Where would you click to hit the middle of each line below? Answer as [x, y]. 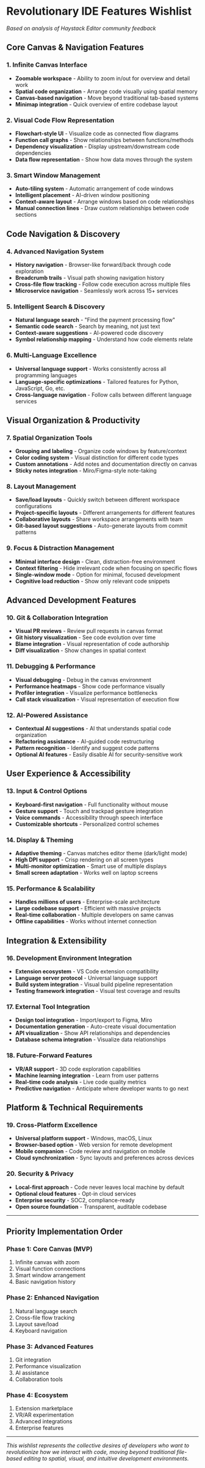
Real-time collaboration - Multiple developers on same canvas [94, 915]
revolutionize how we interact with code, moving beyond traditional [91, 1452]
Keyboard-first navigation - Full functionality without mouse [92, 804]
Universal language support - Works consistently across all [91, 369]
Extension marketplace [44, 1409]
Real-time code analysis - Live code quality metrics [81, 1082]
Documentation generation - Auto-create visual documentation [95, 1027]
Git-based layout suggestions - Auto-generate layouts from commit [101, 526]
